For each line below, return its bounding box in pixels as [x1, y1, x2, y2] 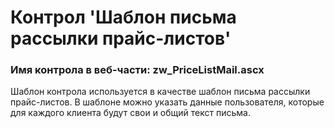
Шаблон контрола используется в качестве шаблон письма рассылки [10, 86, 311, 98]
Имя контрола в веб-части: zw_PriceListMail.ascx [10, 63, 265, 77]
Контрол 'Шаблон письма [10, 6, 237, 29]
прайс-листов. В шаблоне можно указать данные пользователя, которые [10, 96, 325, 108]
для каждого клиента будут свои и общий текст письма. [10, 107, 251, 119]
